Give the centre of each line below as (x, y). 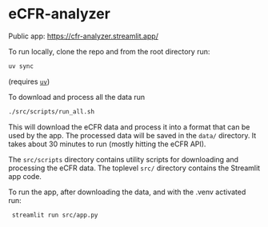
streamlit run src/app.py (55, 215)
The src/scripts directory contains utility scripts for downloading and (123, 159)
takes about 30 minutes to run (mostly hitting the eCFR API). (107, 144)
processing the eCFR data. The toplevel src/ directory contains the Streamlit (134, 168)
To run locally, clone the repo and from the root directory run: (109, 51)
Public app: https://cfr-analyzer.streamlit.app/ (83, 36)
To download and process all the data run (77, 97)
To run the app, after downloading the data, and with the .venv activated (127, 192)
